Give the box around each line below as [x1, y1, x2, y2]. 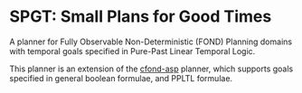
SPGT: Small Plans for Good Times [9, 6, 272, 27]
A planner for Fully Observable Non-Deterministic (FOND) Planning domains [9, 36, 292, 47]
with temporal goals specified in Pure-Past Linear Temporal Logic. [9, 45, 256, 56]
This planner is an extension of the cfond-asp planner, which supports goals [9, 63, 294, 74]
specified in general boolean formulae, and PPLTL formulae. [9, 72, 233, 83]
